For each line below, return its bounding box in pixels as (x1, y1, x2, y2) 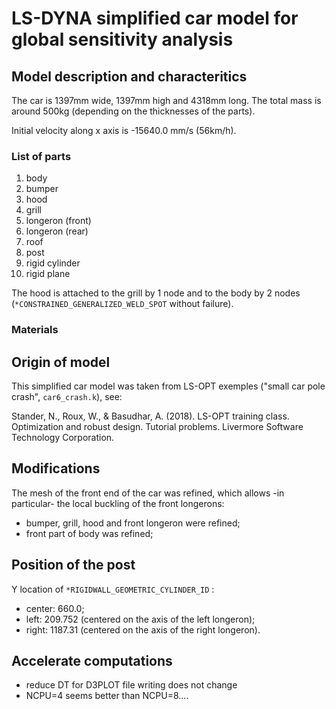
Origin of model (11, 353, 111, 371)
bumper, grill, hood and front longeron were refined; (25, 517, 241, 529)
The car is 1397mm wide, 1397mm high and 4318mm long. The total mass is (11, 95, 322, 106)
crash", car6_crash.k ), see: (11, 391, 123, 403)
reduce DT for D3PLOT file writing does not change (25, 679, 238, 691)
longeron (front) (25, 215, 92, 227)
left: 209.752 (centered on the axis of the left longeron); (25, 613, 256, 625)
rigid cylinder (25, 257, 81, 269)
